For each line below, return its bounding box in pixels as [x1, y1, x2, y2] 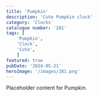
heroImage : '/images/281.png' [6, 68, 80, 74]
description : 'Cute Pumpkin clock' [6, 14, 93, 20]
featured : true [6, 57, 43, 63]
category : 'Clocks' [6, 19, 54, 25]
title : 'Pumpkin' [6, 8, 49, 15]
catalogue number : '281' [6, 25, 67, 31]
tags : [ [6, 30, 25, 36]
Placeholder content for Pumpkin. [6, 84, 87, 91]
